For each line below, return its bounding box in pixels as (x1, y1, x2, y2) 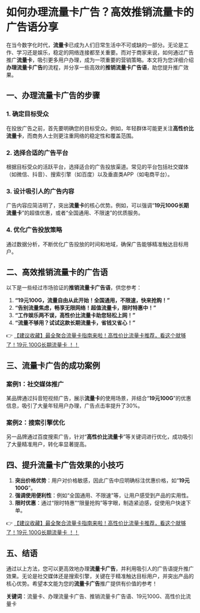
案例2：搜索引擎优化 (6, 418, 65, 426)
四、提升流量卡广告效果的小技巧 (6, 460, 124, 470)
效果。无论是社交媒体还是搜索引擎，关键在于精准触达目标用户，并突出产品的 (6, 572, 194, 580)
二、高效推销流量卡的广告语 (6, 267, 108, 277)
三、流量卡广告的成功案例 (6, 360, 100, 371)
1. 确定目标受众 (6, 110, 49, 118)
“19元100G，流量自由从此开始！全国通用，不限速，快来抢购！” (14, 297, 170, 304)
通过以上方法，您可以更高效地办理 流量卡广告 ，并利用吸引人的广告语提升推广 (6, 565, 194, 572)
